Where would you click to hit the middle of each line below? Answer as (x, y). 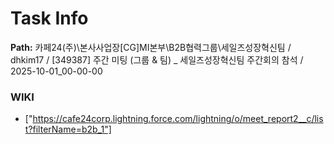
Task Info (49, 18)
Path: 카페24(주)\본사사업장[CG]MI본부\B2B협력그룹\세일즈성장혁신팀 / (151, 47)
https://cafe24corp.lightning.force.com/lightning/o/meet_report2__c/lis (178, 119)
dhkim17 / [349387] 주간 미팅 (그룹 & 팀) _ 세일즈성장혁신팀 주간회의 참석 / (157, 59)
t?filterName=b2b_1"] (68, 129)
